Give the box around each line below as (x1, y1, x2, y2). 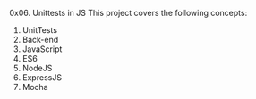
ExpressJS (21, 72, 63, 83)
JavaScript (21, 44, 63, 54)
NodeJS (21, 62, 53, 73)
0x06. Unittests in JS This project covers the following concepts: (9, 8, 248, 18)
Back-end (21, 35, 59, 45)
